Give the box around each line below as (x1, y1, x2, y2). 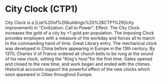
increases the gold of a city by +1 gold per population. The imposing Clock (5, 30, 154, 36)
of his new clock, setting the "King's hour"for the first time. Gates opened (5, 56, 152, 61)
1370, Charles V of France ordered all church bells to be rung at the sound (5, 50, 153, 57)
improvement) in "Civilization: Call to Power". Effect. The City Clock (5, 24, 140, 30)
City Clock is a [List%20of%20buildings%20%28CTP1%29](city (5, 20, 134, 25)
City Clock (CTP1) (5, 3, 78, 15)
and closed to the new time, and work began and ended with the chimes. (5, 61, 151, 67)
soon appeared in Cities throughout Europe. (5, 71, 93, 77)
